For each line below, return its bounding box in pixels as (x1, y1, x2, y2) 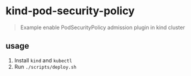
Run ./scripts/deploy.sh (14, 63, 77, 70)
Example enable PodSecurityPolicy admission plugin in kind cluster (20, 24, 186, 31)
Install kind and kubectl (14, 56, 72, 64)
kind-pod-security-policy (5, 4, 135, 18)
